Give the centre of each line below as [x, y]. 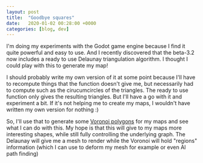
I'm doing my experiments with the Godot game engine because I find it [96, 46]
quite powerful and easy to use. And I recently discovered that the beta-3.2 [100, 53]
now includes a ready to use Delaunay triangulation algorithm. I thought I [97, 59]
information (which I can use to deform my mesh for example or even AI [96, 147]
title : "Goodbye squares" [40, 18]
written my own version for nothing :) [53, 109]
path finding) [22, 154]
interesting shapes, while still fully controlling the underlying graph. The [96, 134]
